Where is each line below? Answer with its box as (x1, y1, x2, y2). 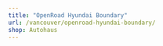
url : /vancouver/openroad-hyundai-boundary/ (8, 19, 156, 27)
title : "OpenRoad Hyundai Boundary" (8, 11, 128, 19)
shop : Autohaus (8, 26, 58, 34)
